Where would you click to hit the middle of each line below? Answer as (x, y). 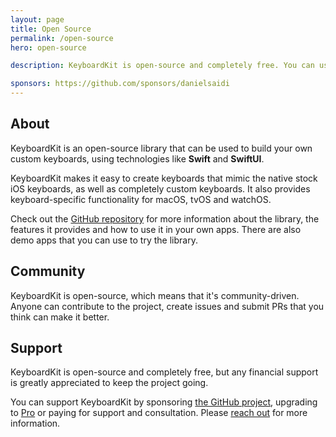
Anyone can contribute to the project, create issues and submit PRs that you (167, 306)
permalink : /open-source (62, 38)
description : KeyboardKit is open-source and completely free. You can (162, 66)
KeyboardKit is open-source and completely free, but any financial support (164, 372)
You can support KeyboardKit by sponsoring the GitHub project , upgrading (164, 402)
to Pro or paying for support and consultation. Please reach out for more (159, 413)
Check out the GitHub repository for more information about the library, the (165, 218)
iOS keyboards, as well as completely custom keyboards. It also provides (160, 188)
